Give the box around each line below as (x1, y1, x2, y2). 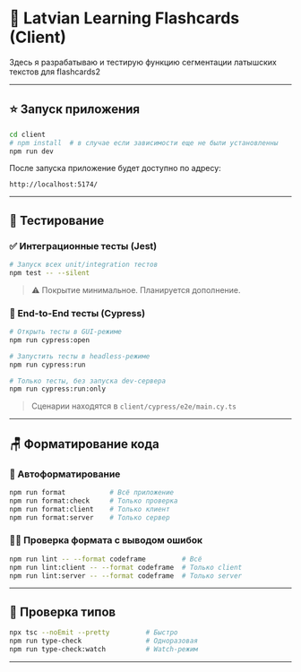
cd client (9, 130, 47, 139)
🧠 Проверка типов (9, 604, 116, 619)
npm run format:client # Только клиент (9, 504, 170, 513)
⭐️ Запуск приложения (9, 102, 141, 117)
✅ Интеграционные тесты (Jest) (9, 239, 158, 252)
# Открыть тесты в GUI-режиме (9, 327, 123, 337)
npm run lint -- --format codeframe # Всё (9, 555, 202, 564)
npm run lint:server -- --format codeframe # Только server (9, 571, 243, 581)
